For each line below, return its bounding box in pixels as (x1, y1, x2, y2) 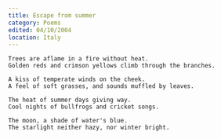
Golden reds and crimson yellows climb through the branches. (8, 62, 216, 70)
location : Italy (8, 33, 61, 42)
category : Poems (8, 19, 61, 27)
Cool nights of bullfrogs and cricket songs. (8, 103, 159, 111)
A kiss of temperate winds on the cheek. (8, 75, 146, 83)
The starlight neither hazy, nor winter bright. (8, 123, 170, 132)
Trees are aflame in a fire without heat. (8, 55, 149, 63)
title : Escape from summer (8, 11, 96, 20)
